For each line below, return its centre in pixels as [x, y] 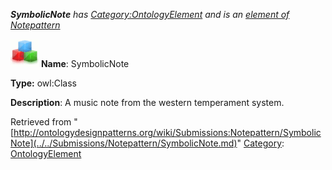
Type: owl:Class [43, 83]
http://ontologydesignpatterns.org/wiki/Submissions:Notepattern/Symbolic [167, 132]
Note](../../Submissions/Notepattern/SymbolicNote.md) [124, 143]
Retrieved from [41, 122]
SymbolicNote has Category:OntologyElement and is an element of [150, 14]
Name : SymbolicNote [85, 63]
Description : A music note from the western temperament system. [147, 102]
